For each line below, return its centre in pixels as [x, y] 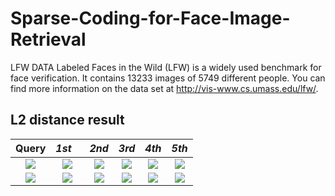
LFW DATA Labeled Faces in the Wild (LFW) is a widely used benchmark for [166, 67]
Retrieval [48, 39]
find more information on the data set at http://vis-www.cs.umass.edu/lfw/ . [164, 88]
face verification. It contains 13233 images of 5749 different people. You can [168, 78]
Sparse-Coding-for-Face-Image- [150, 18]
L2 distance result [67, 120]
